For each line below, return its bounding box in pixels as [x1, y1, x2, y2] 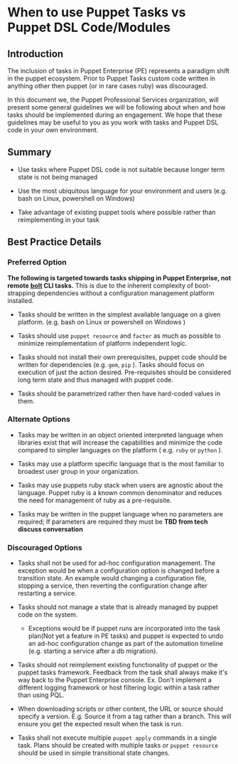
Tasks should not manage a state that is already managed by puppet [17, 603, 218, 612]
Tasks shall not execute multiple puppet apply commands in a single [17, 733, 217, 742]
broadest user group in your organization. [17, 467, 140, 475]
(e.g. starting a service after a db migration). [28, 647, 158, 655]
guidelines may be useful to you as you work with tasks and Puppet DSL [7, 118, 219, 127]
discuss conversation [17, 524, 83, 534]
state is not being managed [17, 172, 98, 181]
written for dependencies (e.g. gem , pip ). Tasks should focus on [17, 360, 205, 368]
